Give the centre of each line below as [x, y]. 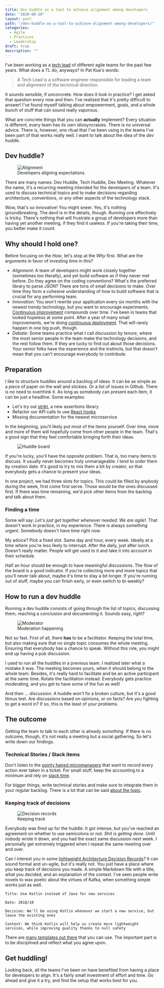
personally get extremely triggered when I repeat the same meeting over [78, 844]
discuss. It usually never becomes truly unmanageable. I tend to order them [81, 461]
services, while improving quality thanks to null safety [65, 929]
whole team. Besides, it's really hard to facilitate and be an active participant [82, 673]
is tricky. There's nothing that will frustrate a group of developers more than [82, 218]
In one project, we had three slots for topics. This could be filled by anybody [82, 481]
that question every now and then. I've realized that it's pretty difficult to [78, 99]
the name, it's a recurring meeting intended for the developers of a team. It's [82, 188]
